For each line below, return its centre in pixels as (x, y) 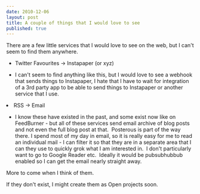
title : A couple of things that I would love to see (73, 23)
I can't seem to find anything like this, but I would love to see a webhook (104, 75)
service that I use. (37, 94)
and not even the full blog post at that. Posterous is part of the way (98, 130)
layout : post (22, 17)
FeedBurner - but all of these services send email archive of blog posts (102, 124)
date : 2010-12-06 (28, 12)
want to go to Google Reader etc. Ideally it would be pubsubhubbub (99, 155)
